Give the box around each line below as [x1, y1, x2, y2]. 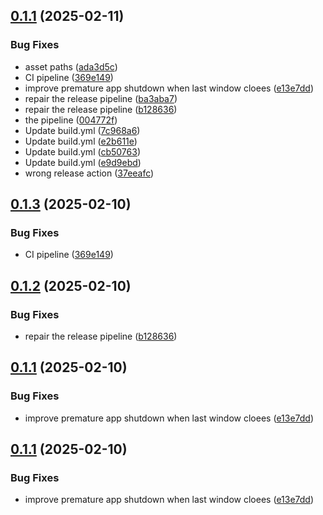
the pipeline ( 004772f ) [24, 114, 118, 126]
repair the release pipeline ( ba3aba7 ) [24, 92, 178, 104]
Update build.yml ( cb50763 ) [24, 145, 141, 158]
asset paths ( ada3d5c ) [24, 60, 118, 73]
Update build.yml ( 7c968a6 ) [24, 124, 141, 136]
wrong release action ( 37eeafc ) [24, 167, 155, 179]
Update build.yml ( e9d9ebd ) [24, 156, 142, 168]
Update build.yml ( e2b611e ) [24, 135, 138, 147]
